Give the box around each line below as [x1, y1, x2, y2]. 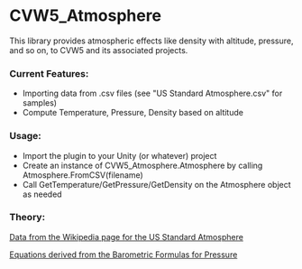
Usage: [9, 130, 42, 143]
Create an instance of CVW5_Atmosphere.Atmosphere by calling [22, 160, 263, 171]
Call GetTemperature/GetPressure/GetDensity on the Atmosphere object [22, 179, 291, 190]
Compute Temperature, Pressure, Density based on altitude [22, 107, 243, 118]
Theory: [9, 211, 46, 224]
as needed [22, 189, 62, 199]
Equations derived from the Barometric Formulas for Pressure [9, 249, 238, 260]
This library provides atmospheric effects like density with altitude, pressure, [9, 35, 294, 46]
